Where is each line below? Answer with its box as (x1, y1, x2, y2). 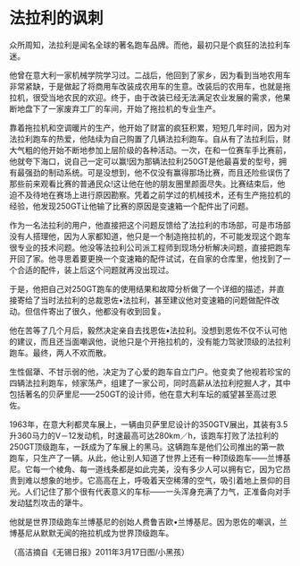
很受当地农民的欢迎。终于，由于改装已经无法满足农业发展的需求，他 (32, 91, 283, 103)
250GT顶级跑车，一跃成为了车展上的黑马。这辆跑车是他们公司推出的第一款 (9, 441, 285, 452)
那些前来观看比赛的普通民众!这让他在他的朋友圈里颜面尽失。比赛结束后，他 (9, 178, 286, 189)
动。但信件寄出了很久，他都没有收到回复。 (9, 305, 166, 316)
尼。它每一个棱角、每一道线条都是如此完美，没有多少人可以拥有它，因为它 (9, 463, 283, 475)
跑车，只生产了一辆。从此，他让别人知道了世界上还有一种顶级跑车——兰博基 (9, 452, 291, 463)
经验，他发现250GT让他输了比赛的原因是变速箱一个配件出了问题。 (9, 201, 254, 211)
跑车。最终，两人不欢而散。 (9, 347, 112, 358)
